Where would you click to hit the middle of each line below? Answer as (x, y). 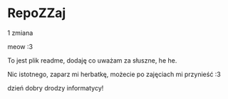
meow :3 (20, 46)
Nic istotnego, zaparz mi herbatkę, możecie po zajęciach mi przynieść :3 (114, 74)
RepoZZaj (37, 13)
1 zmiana (20, 33)
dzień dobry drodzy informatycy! (56, 88)
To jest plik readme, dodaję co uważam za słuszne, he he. (92, 60)
